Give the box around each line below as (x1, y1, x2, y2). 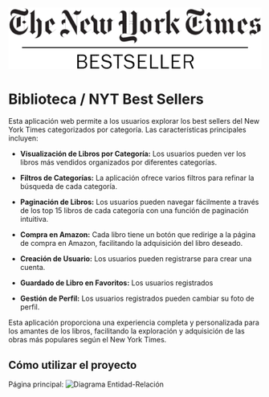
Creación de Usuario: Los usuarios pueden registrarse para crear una (19, 254, 252, 264)
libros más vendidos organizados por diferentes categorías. (19, 158, 218, 167)
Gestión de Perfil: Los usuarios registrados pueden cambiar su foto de (19, 293, 255, 304)
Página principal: (8, 379, 64, 389)
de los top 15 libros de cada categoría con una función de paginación (19, 206, 249, 215)
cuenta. (19, 263, 46, 272)
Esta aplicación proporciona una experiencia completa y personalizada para (8, 317, 259, 328)
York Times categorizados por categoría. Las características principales (8, 125, 247, 135)
